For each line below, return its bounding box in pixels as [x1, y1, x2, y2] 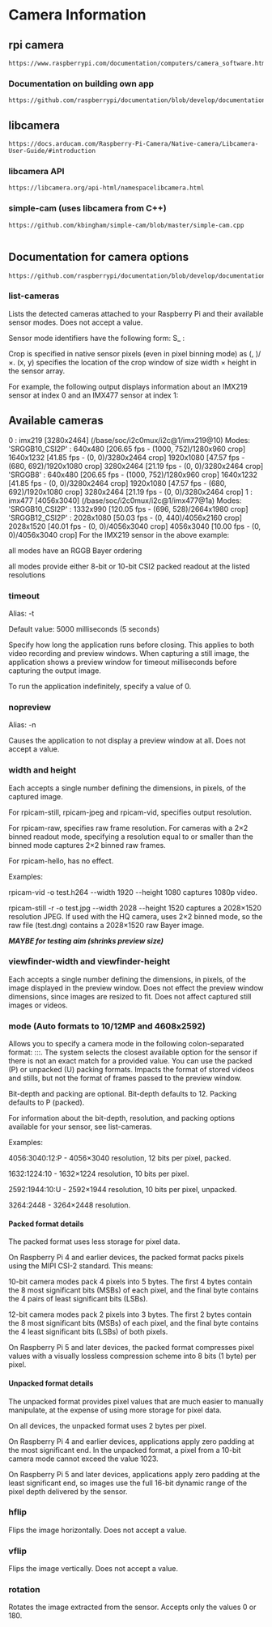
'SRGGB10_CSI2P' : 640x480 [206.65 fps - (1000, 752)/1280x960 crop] [8, 444, 246, 454]
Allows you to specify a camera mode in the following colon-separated [8, 1039, 244, 1049]
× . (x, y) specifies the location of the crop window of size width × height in [8, 357, 257, 367]
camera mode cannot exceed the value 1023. [8, 1454, 159, 1463]
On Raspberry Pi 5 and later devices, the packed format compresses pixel [8, 1343, 255, 1352]
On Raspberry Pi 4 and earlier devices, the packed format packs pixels [8, 1253, 244, 1263]
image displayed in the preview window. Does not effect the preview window [8, 982, 265, 993]
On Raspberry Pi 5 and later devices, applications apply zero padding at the [8, 1469, 261, 1479]
